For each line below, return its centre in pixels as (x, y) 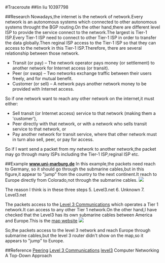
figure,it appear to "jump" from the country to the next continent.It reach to (81, 174)
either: (12, 104)
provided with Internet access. (43, 89)
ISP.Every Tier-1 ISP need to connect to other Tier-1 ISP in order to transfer (81, 37)
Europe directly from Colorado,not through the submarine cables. (71, 180)
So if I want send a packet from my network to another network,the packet (81, 149)
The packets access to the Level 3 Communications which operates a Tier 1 (82, 204)
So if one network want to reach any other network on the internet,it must (80, 99)
